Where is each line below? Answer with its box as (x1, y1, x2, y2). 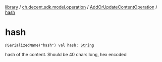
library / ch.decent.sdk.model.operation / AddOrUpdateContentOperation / (5, 4, 158, 10)
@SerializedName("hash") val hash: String (5, 43, 94, 48)
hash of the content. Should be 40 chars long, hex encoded (5, 51, 127, 57)
